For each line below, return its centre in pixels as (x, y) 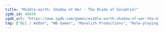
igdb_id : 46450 (20, 14)
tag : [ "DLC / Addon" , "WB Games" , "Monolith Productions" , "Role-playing (82, 23)
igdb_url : (15, 18)
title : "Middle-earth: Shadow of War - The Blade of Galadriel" (72, 9)
